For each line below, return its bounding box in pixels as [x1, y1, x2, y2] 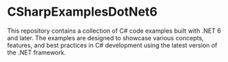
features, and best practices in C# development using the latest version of [7, 41, 218, 49]
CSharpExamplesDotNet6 [7, 4, 158, 20]
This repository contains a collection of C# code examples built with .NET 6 [7, 27, 222, 35]
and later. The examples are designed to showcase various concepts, [7, 33, 205, 42]
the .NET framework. [7, 48, 67, 57]
